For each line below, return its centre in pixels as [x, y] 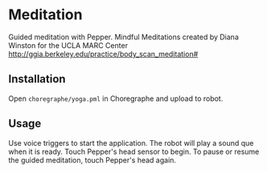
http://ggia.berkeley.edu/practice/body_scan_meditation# [103, 54]
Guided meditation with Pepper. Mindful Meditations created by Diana [123, 37]
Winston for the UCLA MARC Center [68, 45]
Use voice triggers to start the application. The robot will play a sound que [131, 143]
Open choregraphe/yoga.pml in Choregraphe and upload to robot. [116, 99]
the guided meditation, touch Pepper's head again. [92, 160]
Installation [37, 79]
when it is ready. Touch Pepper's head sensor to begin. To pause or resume [134, 151]
